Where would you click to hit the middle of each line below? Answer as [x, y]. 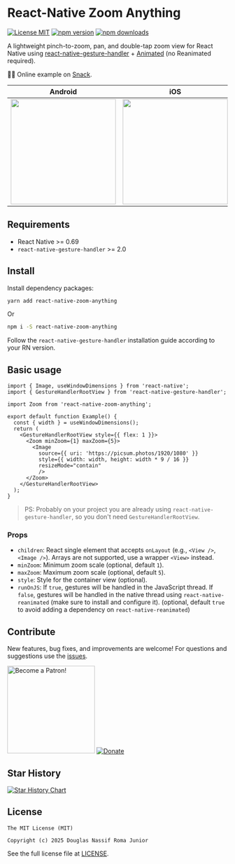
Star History [34, 773]
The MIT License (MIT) [40, 828]
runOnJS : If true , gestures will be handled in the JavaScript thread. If [115, 587]
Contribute [31, 632]
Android [63, 91]
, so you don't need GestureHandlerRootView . [136, 517]
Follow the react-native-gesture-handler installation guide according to [111, 341]
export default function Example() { [62, 417]
